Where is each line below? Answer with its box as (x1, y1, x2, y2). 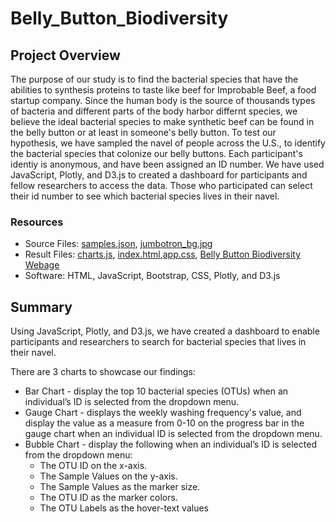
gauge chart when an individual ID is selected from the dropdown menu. (24, 428, 323, 440)
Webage (24, 259, 60, 271)
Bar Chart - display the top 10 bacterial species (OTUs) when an (24, 385, 289, 397)
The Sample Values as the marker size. (39, 481, 201, 493)
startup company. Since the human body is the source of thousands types (10, 95, 316, 106)
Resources (10, 215, 64, 229)
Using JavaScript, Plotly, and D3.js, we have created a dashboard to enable (10, 325, 320, 337)
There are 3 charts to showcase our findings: (10, 366, 196, 378)
